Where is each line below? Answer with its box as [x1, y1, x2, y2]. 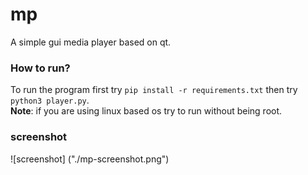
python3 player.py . [10, 94, 90, 107]
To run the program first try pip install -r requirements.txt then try [10, 84, 298, 96]
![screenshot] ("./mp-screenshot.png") [10, 153, 170, 165]
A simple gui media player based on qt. [10, 36, 172, 48]
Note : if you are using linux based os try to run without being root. [10, 105, 283, 117]
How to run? [10, 61, 71, 75]
